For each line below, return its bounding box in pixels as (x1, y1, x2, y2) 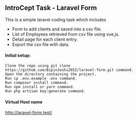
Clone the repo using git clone (5, 63, 70, 68)
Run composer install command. (5, 80, 68, 85)
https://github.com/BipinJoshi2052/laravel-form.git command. (5, 68, 134, 73)
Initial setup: (5, 53, 31, 59)
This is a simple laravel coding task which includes (5, 16, 106, 22)
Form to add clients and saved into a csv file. (12, 26, 102, 32)
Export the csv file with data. (12, 41, 69, 47)
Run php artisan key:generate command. (5, 89, 86, 94)
